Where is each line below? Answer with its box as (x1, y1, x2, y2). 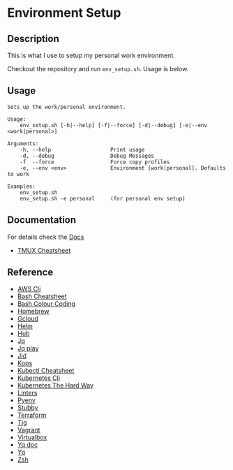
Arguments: (7, 140, 39, 147)
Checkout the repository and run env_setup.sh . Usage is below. (7, 65, 189, 73)
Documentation (7, 214, 77, 226)
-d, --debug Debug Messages (20, 152, 155, 159)
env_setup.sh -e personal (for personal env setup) (20, 195, 186, 202)
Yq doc (17, 441, 38, 449)
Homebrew (17, 307, 50, 316)
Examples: (7, 183, 36, 190)
